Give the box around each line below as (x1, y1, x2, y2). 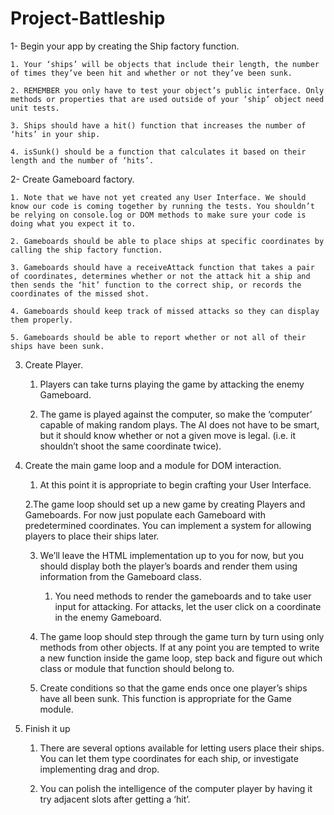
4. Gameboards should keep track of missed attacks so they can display (10, 306, 320, 316)
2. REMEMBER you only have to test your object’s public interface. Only (10, 85, 325, 96)
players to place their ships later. (24, 530, 160, 542)
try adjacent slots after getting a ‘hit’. (39, 793, 191, 805)
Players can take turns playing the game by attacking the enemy (39, 378, 305, 390)
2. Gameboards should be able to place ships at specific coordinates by (10, 236, 325, 246)
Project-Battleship (10, 7, 166, 30)
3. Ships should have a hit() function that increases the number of (10, 120, 307, 131)
